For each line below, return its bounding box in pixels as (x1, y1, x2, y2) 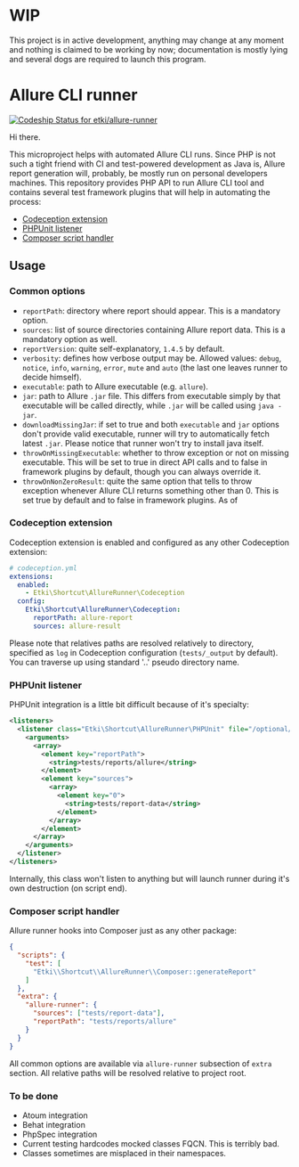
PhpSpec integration (21, 1129, 98, 1139)
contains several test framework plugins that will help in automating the (9, 186, 271, 197)
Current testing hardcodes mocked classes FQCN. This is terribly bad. (21, 1138, 280, 1149)
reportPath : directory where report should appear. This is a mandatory (21, 305, 281, 316)
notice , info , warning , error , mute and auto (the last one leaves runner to (21, 362, 287, 372)
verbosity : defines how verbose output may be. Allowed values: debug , (21, 353, 282, 363)
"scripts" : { (17, 951, 66, 960)
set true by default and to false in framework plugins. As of (21, 494, 238, 505)
